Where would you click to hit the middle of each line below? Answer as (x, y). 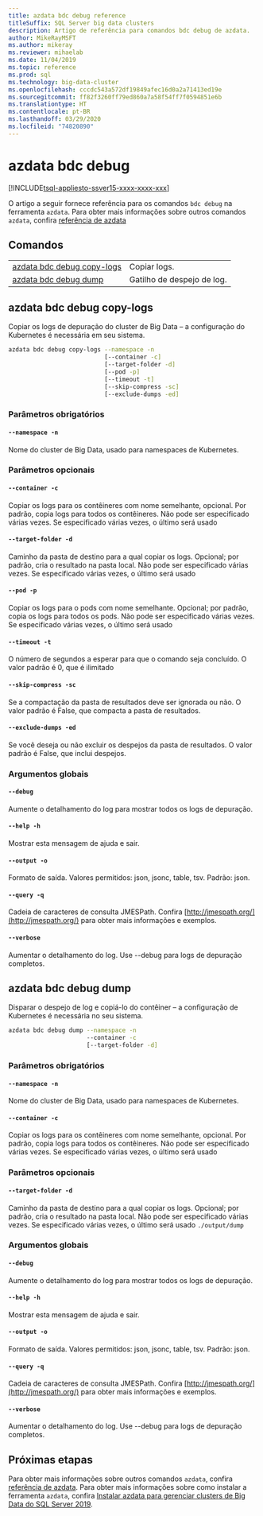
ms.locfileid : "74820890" (51, 126)
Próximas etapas (50, 1460)
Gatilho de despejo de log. (178, 279)
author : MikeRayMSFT (43, 38)
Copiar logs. (152, 266)
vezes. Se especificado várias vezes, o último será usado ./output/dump (126, 1224)
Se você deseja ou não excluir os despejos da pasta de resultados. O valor (130, 745)
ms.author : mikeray (41, 45)
